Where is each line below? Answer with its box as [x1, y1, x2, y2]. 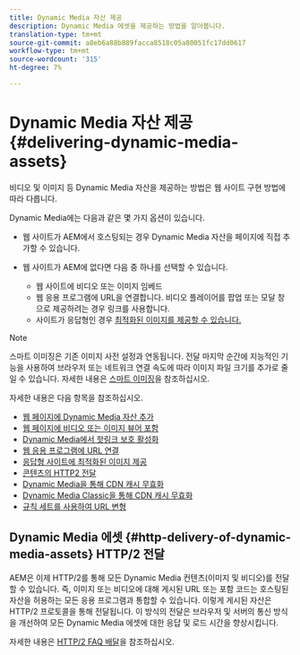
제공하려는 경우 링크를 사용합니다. [52, 302, 170, 314]
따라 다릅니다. [9, 193, 58, 204]
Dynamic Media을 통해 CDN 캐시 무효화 [21, 478, 164, 489]
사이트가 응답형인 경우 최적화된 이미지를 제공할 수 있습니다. [35, 314, 242, 325]
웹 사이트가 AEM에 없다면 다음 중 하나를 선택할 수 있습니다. [21, 261, 228, 272]
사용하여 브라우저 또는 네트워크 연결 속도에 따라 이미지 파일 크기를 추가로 [25, 362, 279, 372]
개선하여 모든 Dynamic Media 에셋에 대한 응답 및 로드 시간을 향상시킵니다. [18, 616, 279, 628]
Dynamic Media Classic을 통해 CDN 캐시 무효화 [21, 490, 193, 501]
